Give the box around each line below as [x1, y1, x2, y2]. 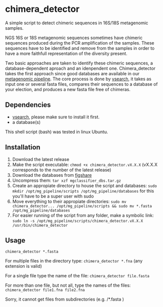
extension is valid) [5, 263, 42, 269]
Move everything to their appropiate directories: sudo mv [12, 198, 127, 204]
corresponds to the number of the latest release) [12, 167, 112, 173]
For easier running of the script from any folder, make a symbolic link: [12, 212, 154, 218]
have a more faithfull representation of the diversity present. [5, 51, 127, 56]
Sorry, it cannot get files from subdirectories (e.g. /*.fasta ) [5, 296, 124, 303]
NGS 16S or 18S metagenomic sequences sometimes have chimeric [5, 35, 143, 41]
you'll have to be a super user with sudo [12, 193, 94, 199]
